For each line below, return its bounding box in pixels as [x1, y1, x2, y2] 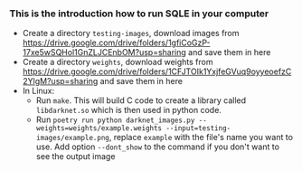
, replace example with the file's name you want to [109, 132, 294, 143]
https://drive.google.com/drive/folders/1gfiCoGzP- [22, 37, 211, 48]
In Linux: [22, 85, 55, 97]
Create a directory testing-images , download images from [22, 28, 240, 39]
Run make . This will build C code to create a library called [35, 95, 247, 106]
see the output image [35, 151, 116, 162]
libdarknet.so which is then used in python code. [35, 105, 222, 116]
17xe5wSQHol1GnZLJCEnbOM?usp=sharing [22, 47, 187, 58]
